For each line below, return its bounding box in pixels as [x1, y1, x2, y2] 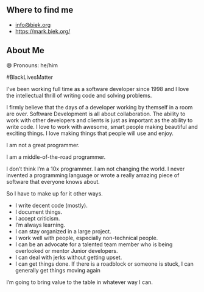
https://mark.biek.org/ [15, 27, 71, 35]
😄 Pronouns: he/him [6, 61, 58, 69]
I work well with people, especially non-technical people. [15, 234, 158, 241]
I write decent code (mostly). [15, 202, 88, 209]
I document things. [15, 208, 63, 216]
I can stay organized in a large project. [15, 227, 111, 235]
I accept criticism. [15, 214, 60, 222]
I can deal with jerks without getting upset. [15, 254, 122, 261]
